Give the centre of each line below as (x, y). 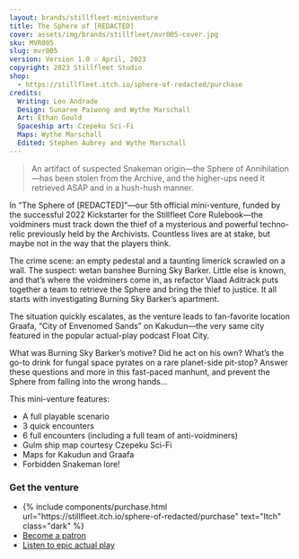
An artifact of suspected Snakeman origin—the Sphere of (137, 168)
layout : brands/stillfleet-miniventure (84, 18)
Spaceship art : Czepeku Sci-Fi (76, 127)
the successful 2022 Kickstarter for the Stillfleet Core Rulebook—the (136, 214)
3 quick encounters (58, 426)
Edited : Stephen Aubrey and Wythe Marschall (102, 143)
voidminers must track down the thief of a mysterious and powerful (134, 224)
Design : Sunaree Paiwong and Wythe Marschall (104, 110)
